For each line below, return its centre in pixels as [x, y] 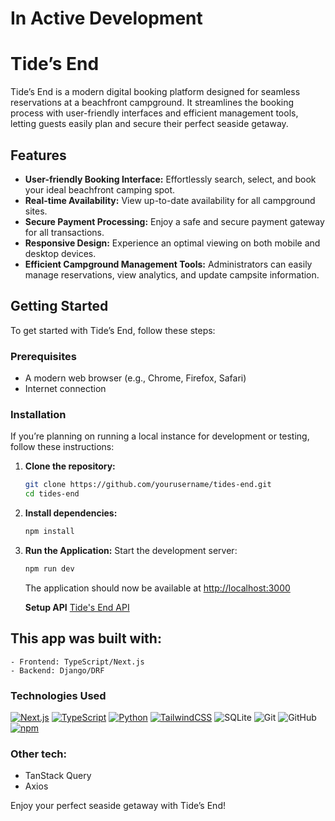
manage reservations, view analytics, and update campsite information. [172, 274]
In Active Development [106, 18]
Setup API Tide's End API [77, 607]
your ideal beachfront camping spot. [100, 189]
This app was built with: [86, 638]
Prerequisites [43, 356]
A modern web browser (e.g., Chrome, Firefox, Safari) [135, 378]
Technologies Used [58, 695]
